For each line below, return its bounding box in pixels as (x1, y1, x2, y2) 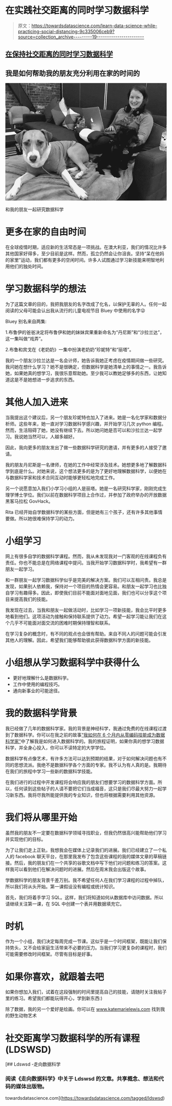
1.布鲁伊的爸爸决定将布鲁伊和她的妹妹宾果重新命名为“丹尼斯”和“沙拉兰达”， (5, 329, 165, 335)
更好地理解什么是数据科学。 (12, 674, 72, 681)
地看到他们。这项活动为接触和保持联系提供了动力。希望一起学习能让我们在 (5, 613, 162, 620)
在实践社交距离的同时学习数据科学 (5, 5, 149, 16)
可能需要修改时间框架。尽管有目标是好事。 (5, 951, 95, 958)
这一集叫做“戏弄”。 (5, 335, 46, 342)
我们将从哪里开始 (5, 812, 78, 823)
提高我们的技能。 (14, 596, 50, 602)
